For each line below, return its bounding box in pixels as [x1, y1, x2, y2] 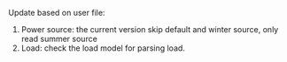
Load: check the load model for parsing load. [20, 43, 185, 53]
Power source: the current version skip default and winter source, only [20, 24, 279, 34]
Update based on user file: [8, 8, 105, 17]
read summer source [20, 34, 98, 44]
